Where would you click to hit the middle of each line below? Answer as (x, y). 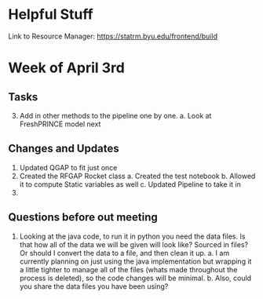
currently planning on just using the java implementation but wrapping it (135, 261)
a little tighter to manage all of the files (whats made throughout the (128, 269)
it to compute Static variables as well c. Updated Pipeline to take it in (130, 184)
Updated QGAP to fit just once (68, 167)
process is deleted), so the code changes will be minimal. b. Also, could (135, 278)
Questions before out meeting (83, 217)
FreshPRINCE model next (60, 124)
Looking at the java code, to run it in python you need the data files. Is (132, 236)
